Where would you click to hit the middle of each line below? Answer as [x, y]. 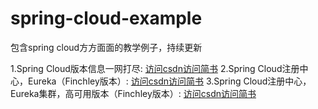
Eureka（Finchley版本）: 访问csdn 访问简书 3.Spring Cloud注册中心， [169, 81]
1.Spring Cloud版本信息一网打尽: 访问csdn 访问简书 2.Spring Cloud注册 [155, 68]
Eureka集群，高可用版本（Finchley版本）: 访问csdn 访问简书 [133, 93]
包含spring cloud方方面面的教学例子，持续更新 [106, 47]
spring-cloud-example [106, 18]
